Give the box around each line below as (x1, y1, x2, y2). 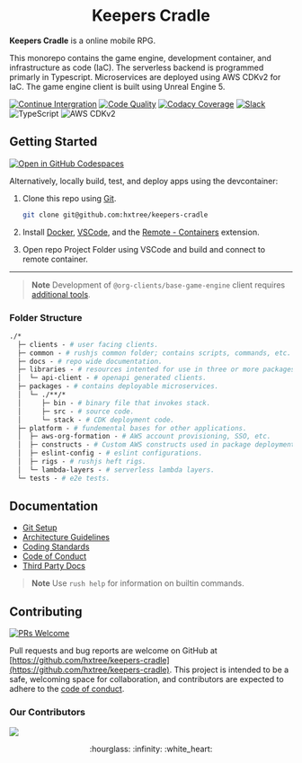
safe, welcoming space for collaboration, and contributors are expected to (9, 674, 285, 685)
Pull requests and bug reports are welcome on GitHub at (9, 645, 218, 656)
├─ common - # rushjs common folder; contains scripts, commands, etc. (17, 348, 292, 358)
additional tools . (31, 288, 92, 299)
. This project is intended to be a (169, 664, 289, 675)
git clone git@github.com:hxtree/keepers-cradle (22, 210, 209, 219)
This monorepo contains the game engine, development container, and (9, 52, 272, 63)
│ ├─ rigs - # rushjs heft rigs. (17, 457, 147, 466)
